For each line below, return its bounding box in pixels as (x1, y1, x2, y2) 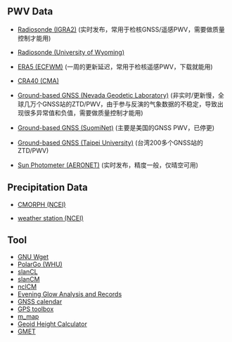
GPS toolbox (17, 305, 54, 313)
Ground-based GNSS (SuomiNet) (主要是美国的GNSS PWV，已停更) (17, 123, 215, 132)
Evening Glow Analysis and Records (17, 290, 122, 298)
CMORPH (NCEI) (17, 200, 66, 209)
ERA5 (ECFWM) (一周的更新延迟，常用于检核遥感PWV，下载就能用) (17, 63, 213, 71)
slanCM (17, 275, 40, 284)
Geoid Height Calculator (17, 320, 88, 329)
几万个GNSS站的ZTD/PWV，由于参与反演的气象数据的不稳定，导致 (23, 100, 218, 108)
